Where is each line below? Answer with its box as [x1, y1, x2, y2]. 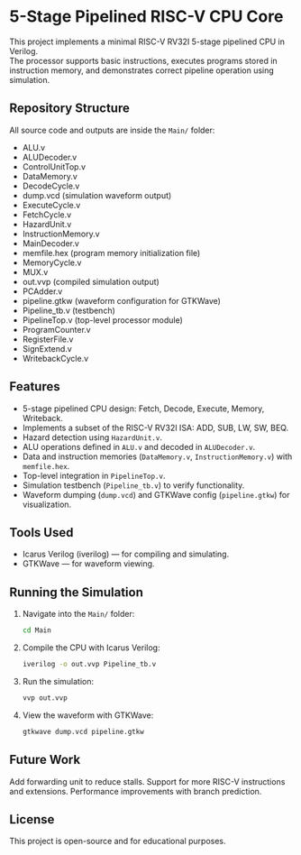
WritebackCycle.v [22, 353, 89, 363]
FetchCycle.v [22, 209, 72, 220]
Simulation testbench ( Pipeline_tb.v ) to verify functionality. [22, 480, 245, 491]
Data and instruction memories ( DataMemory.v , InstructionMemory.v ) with [22, 451, 293, 462]
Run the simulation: [22, 676, 95, 686]
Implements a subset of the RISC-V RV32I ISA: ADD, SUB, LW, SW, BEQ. [22, 422, 289, 433]
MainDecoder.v [22, 237, 79, 249]
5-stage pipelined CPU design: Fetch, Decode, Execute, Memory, [22, 403, 265, 414]
